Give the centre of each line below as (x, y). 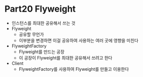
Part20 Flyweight (40, 9)
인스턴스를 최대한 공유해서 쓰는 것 (44, 23)
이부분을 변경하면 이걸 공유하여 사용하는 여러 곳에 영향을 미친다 (79, 40)
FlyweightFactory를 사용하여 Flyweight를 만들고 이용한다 (74, 69)
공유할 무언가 (31, 34)
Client (18, 63)
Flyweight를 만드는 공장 (42, 52)
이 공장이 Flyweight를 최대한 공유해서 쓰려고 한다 (65, 58)
